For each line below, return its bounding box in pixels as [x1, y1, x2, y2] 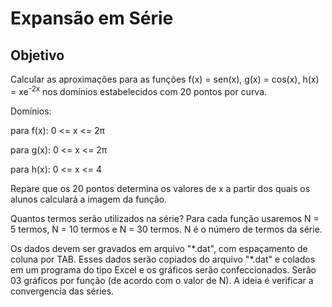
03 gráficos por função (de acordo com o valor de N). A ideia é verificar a [10, 274, 314, 286]
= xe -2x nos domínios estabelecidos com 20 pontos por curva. [10, 84, 268, 97]
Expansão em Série [10, 7, 174, 30]
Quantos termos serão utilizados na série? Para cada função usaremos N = [10, 212, 320, 224]
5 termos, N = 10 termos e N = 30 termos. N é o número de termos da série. [10, 223, 323, 235]
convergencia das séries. [10, 285, 115, 297]
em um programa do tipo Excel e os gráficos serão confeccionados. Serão [10, 263, 317, 276]
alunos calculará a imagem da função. [10, 193, 168, 205]
